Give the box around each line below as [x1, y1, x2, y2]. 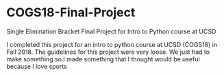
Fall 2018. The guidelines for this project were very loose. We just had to [6, 48, 210, 56]
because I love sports [6, 62, 68, 70]
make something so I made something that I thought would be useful [6, 55, 200, 63]
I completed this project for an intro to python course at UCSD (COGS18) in [6, 40, 217, 48]
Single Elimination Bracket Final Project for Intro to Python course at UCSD [6, 27, 216, 35]
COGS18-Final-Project [6, 5, 136, 20]
